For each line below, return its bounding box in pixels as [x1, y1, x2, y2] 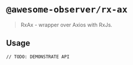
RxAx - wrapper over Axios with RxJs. [20, 21, 113, 28]
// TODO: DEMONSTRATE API [6, 54, 69, 60]
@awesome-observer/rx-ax [6, 4, 128, 15]
